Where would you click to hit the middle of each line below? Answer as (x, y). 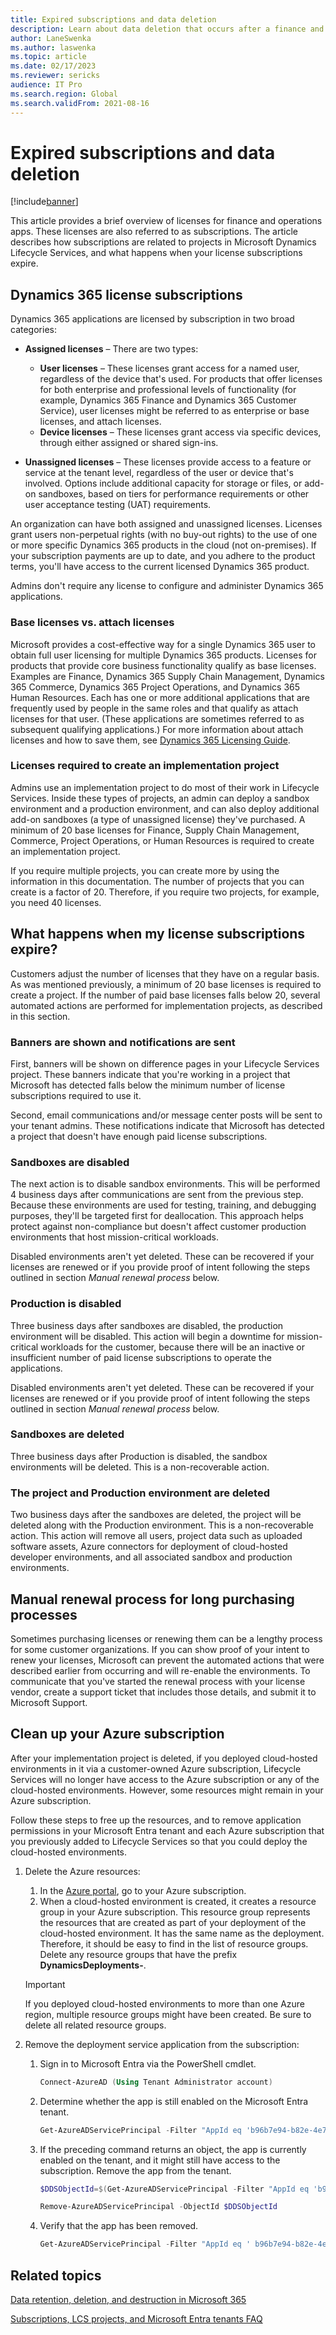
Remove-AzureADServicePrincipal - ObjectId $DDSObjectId (158, 2207)
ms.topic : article (48, 57)
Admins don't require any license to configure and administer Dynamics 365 (167, 586)
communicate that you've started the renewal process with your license (158, 1681)
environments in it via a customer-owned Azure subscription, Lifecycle (156, 1768)
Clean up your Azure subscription (117, 1734)
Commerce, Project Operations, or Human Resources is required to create (162, 840)
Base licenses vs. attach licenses (92, 623)
